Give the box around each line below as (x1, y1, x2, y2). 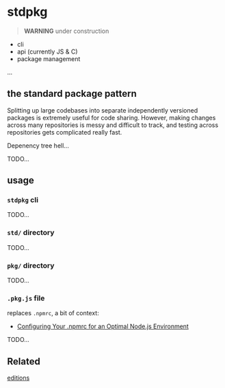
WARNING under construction (23, 27, 109, 35)
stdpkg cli (7, 195, 39, 205)
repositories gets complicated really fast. (7, 128, 122, 136)
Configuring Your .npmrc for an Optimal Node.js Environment (16, 322, 189, 330)
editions (7, 374, 30, 382)
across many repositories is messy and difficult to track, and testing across (7, 121, 219, 129)
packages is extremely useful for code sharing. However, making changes (7, 113, 216, 122)
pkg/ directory (7, 260, 55, 270)
